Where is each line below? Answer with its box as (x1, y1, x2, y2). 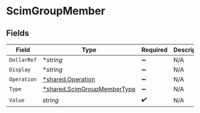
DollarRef (9, 57, 37, 63)
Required (141, 46, 168, 54)
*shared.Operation (42, 75, 95, 83)
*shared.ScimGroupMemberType (42, 85, 136, 93)
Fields (6, 28, 30, 38)
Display (9, 66, 31, 73)
